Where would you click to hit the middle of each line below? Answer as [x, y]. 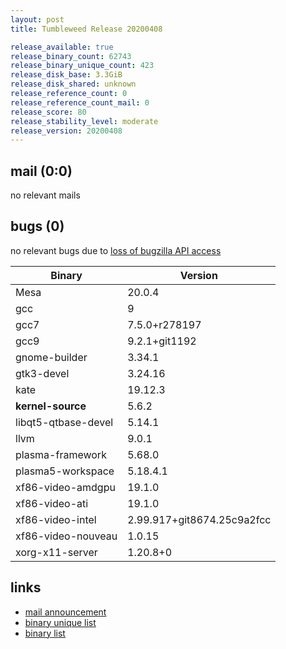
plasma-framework [61, 454]
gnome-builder [51, 357]
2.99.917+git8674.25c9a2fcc [199, 519]
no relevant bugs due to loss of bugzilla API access [116, 250]
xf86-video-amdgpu [65, 487]
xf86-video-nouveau [66, 536]
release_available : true [62, 47]
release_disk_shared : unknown [73, 84]
